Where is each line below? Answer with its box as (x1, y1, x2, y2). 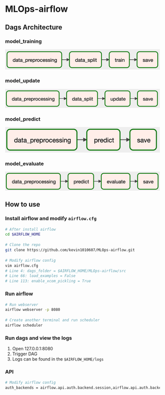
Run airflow (5, 290, 33, 297)
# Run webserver (5, 302, 38, 307)
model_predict (5, 116, 41, 122)
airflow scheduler (5, 323, 43, 328)
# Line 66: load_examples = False (5, 273, 76, 278)
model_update (5, 77, 40, 84)
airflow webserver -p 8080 (5, 307, 60, 312)
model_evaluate (5, 160, 44, 167)
